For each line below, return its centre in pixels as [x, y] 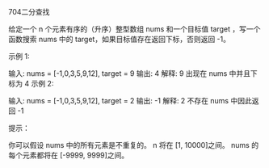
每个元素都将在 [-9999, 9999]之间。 [69, 155]
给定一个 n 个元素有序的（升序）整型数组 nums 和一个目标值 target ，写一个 [134, 29]
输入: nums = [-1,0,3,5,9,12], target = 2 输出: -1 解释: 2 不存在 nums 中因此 [130, 101]
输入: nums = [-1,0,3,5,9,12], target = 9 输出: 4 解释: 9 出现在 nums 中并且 [130, 73]
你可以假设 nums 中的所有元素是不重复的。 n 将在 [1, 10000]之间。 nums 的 [134, 145]
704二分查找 [29, 12]
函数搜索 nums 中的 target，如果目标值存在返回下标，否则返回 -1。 [119, 39]
